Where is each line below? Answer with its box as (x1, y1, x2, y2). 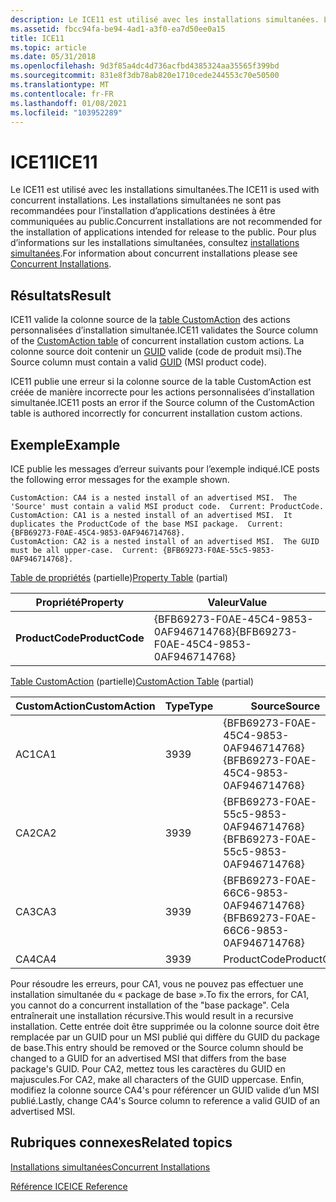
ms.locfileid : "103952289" (10, 107, 123, 118)
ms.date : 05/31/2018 (10, 52, 97, 62)
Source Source (250, 699, 321, 713)
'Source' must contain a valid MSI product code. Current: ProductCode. (10, 501, 325, 511)
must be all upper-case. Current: (10, 545, 159, 555)
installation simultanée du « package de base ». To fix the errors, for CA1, (10, 988, 310, 1000)
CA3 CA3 (15, 904, 57, 918)
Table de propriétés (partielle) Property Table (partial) (10, 571, 228, 583)
